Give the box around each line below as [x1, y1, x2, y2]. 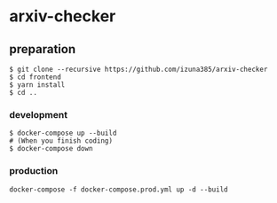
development [9, 108, 68, 121]
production [9, 165, 59, 177]
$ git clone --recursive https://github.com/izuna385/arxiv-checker [9, 65, 268, 74]
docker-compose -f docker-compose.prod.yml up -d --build [9, 184, 228, 194]
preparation [9, 42, 76, 57]
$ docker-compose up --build [9, 129, 117, 138]
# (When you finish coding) [9, 137, 114, 145]
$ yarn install [9, 81, 66, 90]
